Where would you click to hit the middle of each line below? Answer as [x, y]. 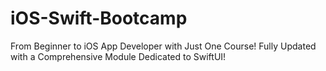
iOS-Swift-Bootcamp [99, 18]
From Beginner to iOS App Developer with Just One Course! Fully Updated [163, 46]
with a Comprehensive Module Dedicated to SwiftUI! [118, 56]
